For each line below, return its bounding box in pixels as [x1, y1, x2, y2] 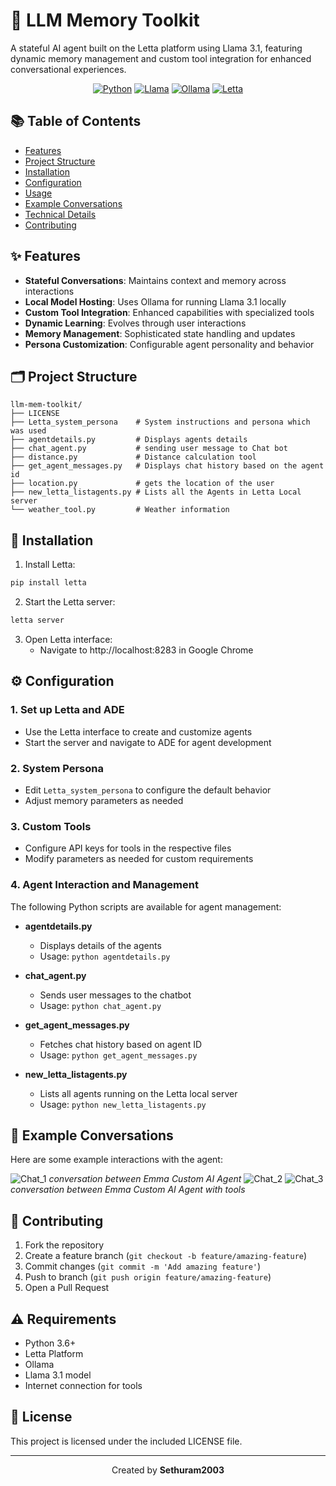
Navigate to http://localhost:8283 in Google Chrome [39, 644, 254, 656]
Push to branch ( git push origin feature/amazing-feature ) [24, 1271, 272, 1283]
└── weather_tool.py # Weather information [10, 505, 230, 515]
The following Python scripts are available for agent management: [10, 900, 282, 913]
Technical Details [24, 208, 97, 220]
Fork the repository [24, 1239, 105, 1251]
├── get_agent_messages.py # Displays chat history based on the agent [10, 461, 325, 471]
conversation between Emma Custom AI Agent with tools [10, 1184, 246, 1196]
